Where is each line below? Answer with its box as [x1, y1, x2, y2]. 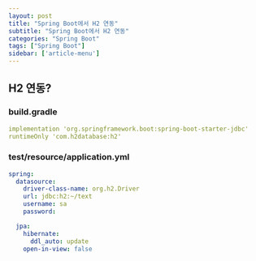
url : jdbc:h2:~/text [23, 192, 93, 201]
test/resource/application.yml [8, 152, 130, 163]
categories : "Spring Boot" [8, 34, 100, 43]
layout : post [8, 11, 53, 20]
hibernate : [23, 229, 60, 237]
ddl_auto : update [29, 237, 89, 246]
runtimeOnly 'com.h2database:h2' [8, 132, 122, 140]
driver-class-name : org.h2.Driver [23, 185, 140, 193]
